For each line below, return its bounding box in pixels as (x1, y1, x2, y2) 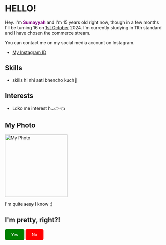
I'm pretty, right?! (5, 215, 61, 224)
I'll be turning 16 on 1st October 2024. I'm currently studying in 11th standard (5, 24, 162, 30)
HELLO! (5, 3, 36, 14)
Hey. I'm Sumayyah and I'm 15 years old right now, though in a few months (5, 19, 159, 25)
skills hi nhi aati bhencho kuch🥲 (12, 77, 77, 83)
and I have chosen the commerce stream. (5, 30, 91, 36)
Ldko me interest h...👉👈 (12, 105, 66, 111)
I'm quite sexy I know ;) (5, 201, 53, 207)
